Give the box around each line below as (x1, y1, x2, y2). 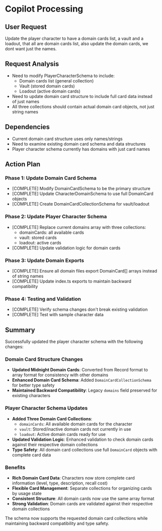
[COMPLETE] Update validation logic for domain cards (12, 245, 121, 251)
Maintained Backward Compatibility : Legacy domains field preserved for (12, 387, 158, 393)
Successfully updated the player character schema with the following (5, 338, 143, 345)
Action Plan (5, 160, 41, 168)
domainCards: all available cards (19, 229, 85, 235)
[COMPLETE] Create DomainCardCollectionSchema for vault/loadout (12, 201, 150, 207)
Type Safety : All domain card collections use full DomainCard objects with (12, 447, 158, 452)
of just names (12, 98, 40, 104)
